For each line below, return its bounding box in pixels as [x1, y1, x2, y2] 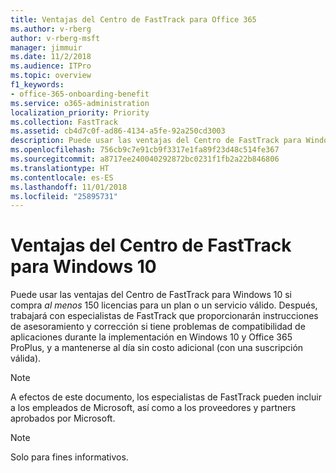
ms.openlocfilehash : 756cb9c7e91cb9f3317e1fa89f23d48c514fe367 [10, 145, 280, 155]
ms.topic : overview [10, 71, 92, 81]
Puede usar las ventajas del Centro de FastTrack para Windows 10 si [10, 289, 292, 301]
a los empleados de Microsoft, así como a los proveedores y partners [10, 402, 297, 414]
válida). [10, 352, 42, 365]
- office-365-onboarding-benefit [10, 89, 150, 99]
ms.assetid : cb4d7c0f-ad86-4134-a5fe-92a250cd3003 [10, 126, 226, 136]
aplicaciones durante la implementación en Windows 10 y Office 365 [10, 331, 293, 343]
